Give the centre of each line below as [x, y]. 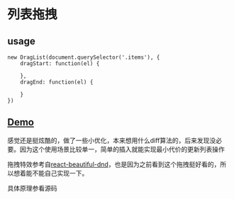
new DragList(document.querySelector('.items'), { [84, 57]
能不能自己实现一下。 [57, 173]
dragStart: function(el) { [60, 64]
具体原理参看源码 [32, 188]
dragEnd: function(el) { [57, 82]
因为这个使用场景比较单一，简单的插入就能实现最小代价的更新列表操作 [122, 149]
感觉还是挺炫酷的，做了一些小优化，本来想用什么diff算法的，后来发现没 [112, 140]
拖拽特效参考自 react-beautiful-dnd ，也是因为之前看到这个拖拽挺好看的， [114, 164]
